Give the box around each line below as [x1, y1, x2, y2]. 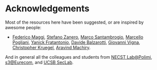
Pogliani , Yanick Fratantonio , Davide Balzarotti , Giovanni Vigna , [12, 39, 141, 45]
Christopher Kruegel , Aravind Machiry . [12, 44, 91, 50]
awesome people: [5, 24, 41, 30]
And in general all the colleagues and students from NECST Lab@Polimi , [5, 54, 153, 60]
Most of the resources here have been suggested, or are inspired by [5, 19, 144, 25]
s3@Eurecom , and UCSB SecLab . [5, 59, 74, 65]
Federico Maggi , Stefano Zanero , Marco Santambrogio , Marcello [12, 34, 144, 40]
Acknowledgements [5, 3, 90, 14]
